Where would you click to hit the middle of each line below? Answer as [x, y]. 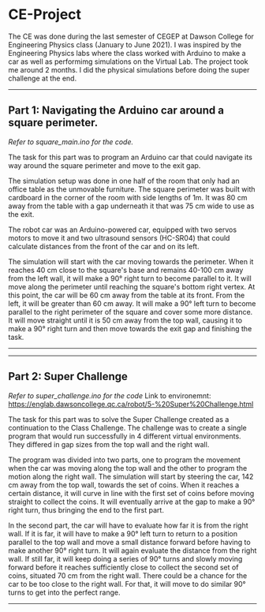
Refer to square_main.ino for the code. [71, 142]
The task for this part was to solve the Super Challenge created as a [119, 419]
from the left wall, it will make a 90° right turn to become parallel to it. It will [130, 278]
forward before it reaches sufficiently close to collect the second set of [123, 567]
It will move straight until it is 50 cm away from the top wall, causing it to [125, 320]
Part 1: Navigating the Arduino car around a [116, 111]
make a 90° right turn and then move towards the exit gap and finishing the [130, 328]
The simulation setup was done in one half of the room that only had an [124, 181]
